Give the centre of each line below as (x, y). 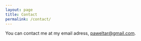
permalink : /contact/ (28, 19)
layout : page (19, 10)
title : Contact (21, 14)
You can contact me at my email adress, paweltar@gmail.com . (70, 33)
